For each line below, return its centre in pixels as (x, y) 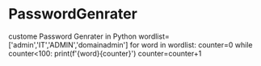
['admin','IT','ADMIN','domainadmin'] (68, 44)
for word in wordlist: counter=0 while (191, 44)
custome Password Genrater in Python (73, 36)
